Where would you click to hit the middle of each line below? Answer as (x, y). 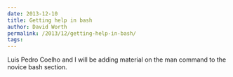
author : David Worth (38, 27)
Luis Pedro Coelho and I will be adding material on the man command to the (117, 59)
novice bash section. (38, 67)
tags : (15, 40)
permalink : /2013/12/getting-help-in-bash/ (72, 33)
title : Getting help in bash (50, 20)
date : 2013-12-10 (33, 14)
